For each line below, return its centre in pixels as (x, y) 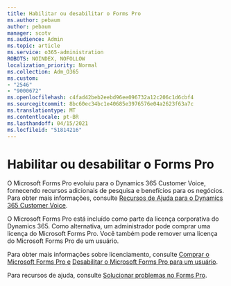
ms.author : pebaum (34, 20)
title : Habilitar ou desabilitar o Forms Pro (74, 14)
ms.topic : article (34, 46)
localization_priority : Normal (52, 65)
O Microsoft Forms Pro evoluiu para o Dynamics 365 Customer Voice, (106, 183)
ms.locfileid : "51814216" (44, 130)
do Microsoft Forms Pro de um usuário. (63, 241)
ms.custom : (23, 78)
